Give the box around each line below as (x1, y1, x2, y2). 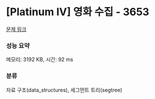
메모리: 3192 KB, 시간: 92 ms (6, 56, 74, 63)
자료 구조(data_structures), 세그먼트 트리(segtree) (6, 86, 123, 93)
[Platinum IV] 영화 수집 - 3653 (6, 5, 150, 19)
